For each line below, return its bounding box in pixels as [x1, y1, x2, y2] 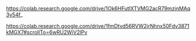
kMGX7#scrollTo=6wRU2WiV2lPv [6, 29, 88, 36]
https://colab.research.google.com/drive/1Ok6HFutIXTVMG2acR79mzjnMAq [6, 5, 191, 12]
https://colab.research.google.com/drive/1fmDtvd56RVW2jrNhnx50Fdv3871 [6, 23, 190, 29]
